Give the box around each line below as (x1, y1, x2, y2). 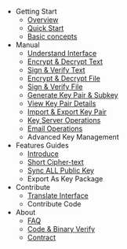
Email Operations (27, 124, 83, 133)
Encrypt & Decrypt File (27, 74, 100, 83)
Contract (27, 232, 56, 242)
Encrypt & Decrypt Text (27, 57, 103, 66)
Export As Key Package (27, 174, 103, 184)
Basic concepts (27, 32, 78, 41)
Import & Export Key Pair (27, 107, 107, 117)
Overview (27, 15, 59, 24)
